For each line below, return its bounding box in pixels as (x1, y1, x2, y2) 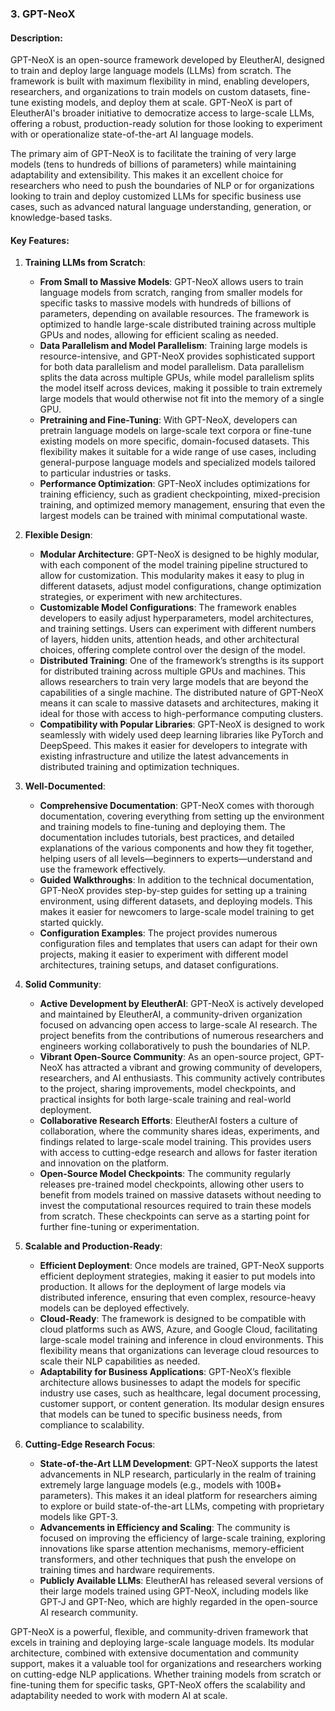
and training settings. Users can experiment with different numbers (39, 623, 317, 635)
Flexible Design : (24, 529, 93, 541)
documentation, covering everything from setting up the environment (39, 810, 325, 822)
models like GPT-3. (39, 1511, 118, 1523)
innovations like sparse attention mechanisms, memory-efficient (39, 1543, 305, 1555)
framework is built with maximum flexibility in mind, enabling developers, (10, 75, 310, 87)
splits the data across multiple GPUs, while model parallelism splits (39, 372, 315, 384)
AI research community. (39, 1607, 138, 1619)
